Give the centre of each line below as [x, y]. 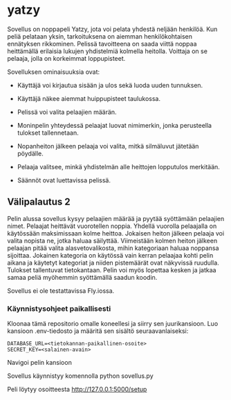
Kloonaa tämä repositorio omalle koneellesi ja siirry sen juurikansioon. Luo [113, 324]
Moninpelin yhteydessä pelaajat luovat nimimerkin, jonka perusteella [114, 125]
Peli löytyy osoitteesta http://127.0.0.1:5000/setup [77, 390]
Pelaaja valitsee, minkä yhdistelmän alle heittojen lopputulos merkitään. [118, 166]
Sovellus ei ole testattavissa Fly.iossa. [61, 291]
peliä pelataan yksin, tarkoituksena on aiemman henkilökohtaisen [100, 36]
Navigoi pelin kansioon [40, 363]
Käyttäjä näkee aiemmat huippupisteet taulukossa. [89, 98]
